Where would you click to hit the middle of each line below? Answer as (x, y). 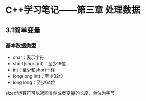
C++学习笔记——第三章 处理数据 (73, 10)
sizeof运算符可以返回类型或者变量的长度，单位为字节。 (62, 93)
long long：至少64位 (34, 82)
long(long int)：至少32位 (38, 76)
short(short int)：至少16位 (39, 63)
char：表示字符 (28, 57)
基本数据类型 (21, 45)
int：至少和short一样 (34, 70)
